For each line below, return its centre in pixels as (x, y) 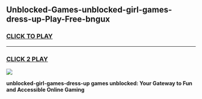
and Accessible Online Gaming (45, 89)
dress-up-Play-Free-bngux (58, 19)
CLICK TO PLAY (29, 37)
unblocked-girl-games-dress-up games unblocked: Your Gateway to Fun (99, 83)
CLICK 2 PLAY (27, 59)
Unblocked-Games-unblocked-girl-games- (89, 10)
